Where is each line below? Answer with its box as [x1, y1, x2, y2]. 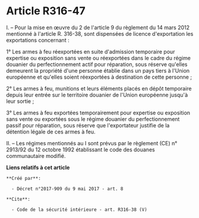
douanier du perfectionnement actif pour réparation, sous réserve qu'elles [6, 61, 188, 68]
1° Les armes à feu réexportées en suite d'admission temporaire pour [6, 48, 175, 55]
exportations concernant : [6, 36, 70, 43]
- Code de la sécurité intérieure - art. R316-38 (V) [11, 207, 147, 213]
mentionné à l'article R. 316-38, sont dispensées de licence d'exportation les [6, 30, 194, 37]
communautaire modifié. [6, 152, 67, 159]
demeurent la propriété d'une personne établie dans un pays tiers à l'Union [6, 67, 190, 74]
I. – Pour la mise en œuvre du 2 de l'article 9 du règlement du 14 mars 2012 [6, 24, 190, 31]
